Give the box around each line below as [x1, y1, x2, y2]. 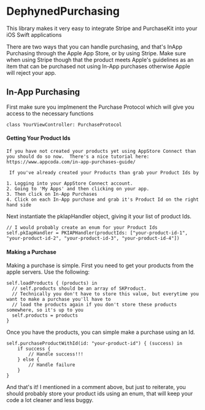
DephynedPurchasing [6, 4, 120, 18]
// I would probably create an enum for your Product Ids [6, 224, 158, 231]
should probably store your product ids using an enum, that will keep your [6, 390, 193, 397]
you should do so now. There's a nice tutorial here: [6, 153, 150, 160]
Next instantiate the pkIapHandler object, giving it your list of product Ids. [6, 212, 192, 220]
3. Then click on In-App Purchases [6, 191, 98, 197]
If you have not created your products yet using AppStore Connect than [6, 148, 196, 154]
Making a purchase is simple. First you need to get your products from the [6, 262, 194, 269]
